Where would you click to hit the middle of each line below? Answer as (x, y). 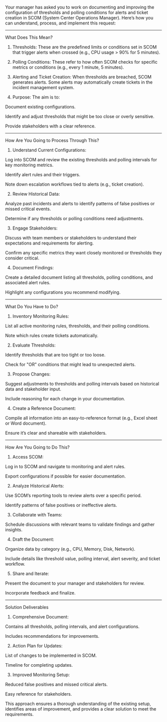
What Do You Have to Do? (32, 306)
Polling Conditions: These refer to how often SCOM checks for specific (85, 62)
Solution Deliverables (27, 607)
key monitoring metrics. (29, 165)
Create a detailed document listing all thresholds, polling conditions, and (79, 277)
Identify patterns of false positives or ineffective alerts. (61, 505)
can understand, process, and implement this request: (60, 23)
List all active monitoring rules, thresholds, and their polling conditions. (78, 326)
